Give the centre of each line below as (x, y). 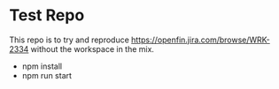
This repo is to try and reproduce (70, 40)
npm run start (47, 75)
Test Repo (47, 15)
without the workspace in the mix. (93, 48)
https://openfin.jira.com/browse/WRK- (201, 40)
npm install (42, 66)
